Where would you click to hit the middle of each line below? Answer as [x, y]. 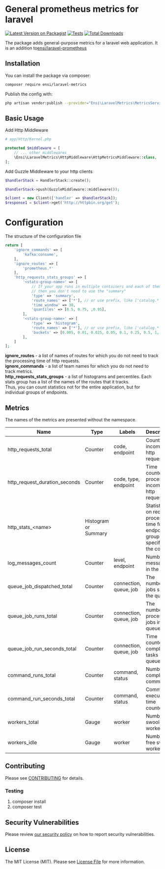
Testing [14, 791]
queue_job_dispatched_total [40, 587]
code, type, [127, 479]
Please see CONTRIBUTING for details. [45, 778]
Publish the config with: [29, 94]
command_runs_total [32, 676]
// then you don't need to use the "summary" [79, 291]
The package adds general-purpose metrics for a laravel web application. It [82, 42]
